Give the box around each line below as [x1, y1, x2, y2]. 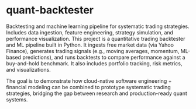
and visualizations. [6, 66, 51, 73]
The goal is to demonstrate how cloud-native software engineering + [6, 77, 172, 85]
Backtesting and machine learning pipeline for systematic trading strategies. [6, 23, 190, 30]
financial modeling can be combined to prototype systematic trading [6, 83, 171, 90]
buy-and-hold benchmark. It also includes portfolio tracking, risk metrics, [6, 59, 183, 67]
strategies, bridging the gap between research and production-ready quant [6, 90, 187, 97]
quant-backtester [6, 3, 94, 17]
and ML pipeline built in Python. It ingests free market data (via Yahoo [6, 41, 174, 48]
